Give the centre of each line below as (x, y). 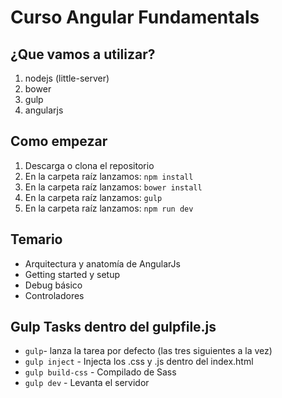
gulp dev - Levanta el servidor (87, 383)
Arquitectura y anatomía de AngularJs (102, 263)
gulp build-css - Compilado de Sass (100, 372)
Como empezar (59, 141)
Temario (36, 239)
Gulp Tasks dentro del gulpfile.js (113, 327)
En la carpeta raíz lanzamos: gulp (93, 197)
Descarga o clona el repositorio (89, 165)
